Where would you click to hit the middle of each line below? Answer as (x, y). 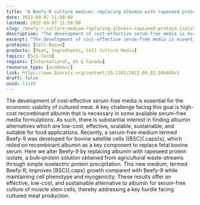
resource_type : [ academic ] (40, 67)
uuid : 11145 (21, 84)
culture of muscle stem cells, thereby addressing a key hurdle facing (90, 189)
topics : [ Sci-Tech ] (30, 56)
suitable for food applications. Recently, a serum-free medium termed (92, 132)
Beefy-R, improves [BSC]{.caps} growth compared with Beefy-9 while (92, 170)
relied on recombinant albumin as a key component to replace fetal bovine (97, 145)
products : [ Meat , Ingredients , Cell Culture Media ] (71, 51)
